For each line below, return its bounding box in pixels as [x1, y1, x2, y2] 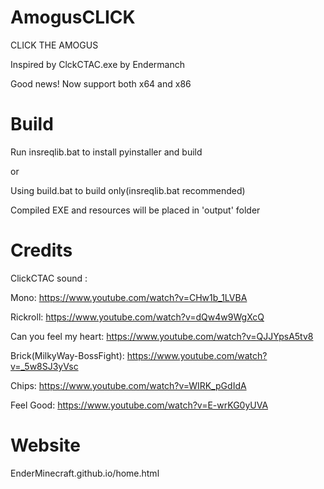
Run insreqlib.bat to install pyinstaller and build [10, 146, 203, 158]
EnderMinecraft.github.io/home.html [10, 467, 160, 479]
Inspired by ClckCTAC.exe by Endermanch [10, 58, 185, 70]
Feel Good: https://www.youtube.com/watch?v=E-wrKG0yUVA [10, 399, 269, 411]
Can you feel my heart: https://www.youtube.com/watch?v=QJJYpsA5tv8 [10, 330, 314, 342]
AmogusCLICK [10, 6, 136, 29]
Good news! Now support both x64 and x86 [10, 77, 192, 90]
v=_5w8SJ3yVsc [10, 360, 79, 372]
